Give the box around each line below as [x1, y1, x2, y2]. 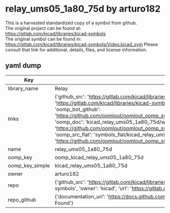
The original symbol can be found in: [5, 36, 82, 42]
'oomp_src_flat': [55, 131, 93, 138]
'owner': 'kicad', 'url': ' [79, 185, 132, 192]
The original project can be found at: [5, 25, 81, 31]
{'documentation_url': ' [55, 193, 109, 200]
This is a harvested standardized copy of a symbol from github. [5, 20, 138, 26]
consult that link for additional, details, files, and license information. [5, 47, 148, 53]
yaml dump [5, 61, 41, 70]
